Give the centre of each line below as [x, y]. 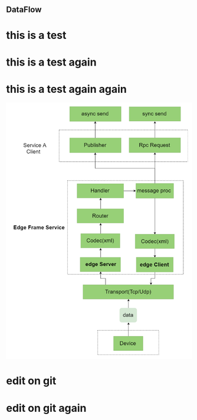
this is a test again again [66, 89]
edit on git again [46, 408]
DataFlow [24, 10]
